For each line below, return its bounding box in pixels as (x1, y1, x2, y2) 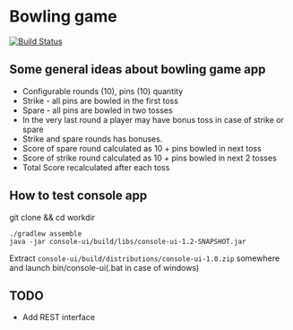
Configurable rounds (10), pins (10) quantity (22, 85, 184, 96)
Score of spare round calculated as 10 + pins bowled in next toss (22, 143, 262, 153)
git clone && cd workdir (9, 212, 96, 222)
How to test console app (9, 188, 148, 204)
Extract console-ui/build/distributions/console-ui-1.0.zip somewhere (9, 253, 280, 264)
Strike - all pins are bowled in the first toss (22, 95, 179, 106)
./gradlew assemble (9, 229, 82, 239)
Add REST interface (22, 312, 96, 323)
